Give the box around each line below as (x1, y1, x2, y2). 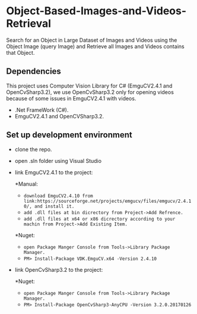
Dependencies (6, 67, 61, 77)
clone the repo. (14, 146, 52, 153)
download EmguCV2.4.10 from (23, 193, 93, 199)
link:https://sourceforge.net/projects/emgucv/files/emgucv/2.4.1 (23, 198, 192, 204)
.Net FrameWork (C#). (14, 106, 69, 114)
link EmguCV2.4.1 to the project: (14, 168, 93, 176)
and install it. (34, 203, 75, 209)
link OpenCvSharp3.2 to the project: (14, 266, 103, 273)
